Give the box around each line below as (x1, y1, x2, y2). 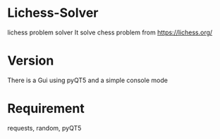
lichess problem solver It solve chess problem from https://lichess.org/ (7, 28, 213, 37)
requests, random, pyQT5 (7, 124, 82, 132)
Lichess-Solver (7, 5, 99, 21)
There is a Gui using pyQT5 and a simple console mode (7, 76, 168, 84)
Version (7, 53, 54, 69)
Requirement (7, 100, 85, 117)
